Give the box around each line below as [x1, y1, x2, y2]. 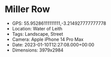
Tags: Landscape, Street [12, 31, 63, 37]
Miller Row [5, 4, 50, 15]
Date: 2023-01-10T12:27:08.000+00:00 [12, 41, 95, 47]
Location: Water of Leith [12, 25, 63, 31]
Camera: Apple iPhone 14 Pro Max [12, 36, 84, 42]
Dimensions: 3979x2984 [12, 47, 64, 53]
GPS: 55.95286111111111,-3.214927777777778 [12, 20, 106, 26]
